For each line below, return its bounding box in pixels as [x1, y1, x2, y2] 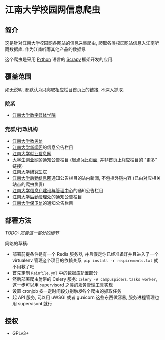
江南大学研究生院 [12, 169, 47, 175]
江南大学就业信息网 [12, 151, 52, 157]
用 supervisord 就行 [12, 301, 53, 307]
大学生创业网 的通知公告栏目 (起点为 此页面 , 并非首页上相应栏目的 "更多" [12, 157, 157, 163]
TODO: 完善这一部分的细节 [5, 230, 59, 236]
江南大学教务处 [12, 138, 43, 144]
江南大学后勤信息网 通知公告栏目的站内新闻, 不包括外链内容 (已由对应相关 [12, 175, 161, 181]
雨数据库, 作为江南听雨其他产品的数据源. [5, 46, 87, 52]
